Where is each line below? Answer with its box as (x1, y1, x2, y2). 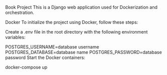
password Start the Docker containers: (5, 54, 86, 60)
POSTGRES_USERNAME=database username (5, 44, 100, 49)
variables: (5, 34, 26, 40)
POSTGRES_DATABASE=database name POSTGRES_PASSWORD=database (5, 49, 162, 55)
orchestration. (5, 9, 34, 15)
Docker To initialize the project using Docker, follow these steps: (5, 19, 138, 25)
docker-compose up (5, 64, 48, 70)
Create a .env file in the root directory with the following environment (5, 29, 148, 34)
